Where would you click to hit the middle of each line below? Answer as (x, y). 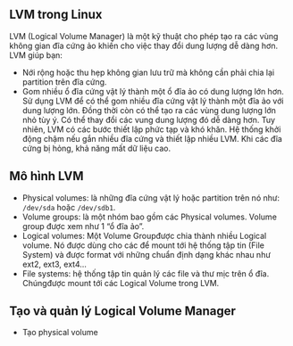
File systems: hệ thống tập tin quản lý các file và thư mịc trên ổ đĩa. (146, 273)
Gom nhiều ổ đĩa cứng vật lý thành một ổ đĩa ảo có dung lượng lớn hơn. (153, 91)
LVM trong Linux (56, 15)
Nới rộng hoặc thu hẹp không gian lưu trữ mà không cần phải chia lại (148, 72)
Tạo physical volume (60, 333)
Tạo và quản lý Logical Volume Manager (123, 311)
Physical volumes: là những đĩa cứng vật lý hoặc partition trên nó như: (151, 198)
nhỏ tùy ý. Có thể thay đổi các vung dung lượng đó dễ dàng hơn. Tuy (148, 119)
